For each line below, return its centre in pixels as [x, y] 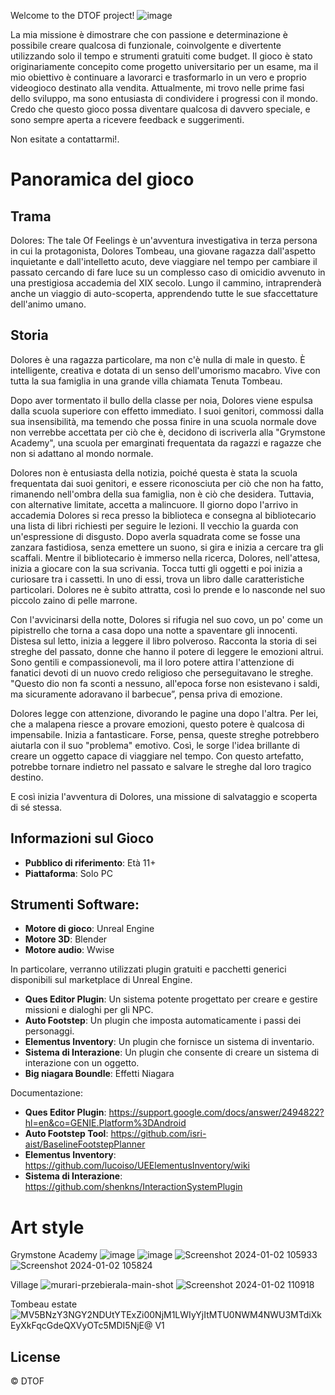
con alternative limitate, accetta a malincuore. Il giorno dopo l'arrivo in [154, 504]
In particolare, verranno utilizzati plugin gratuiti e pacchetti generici [148, 969]
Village [24, 1285]
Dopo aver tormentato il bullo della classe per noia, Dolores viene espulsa [161, 400]
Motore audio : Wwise [69, 950]
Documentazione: [46, 1093]
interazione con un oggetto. [82, 1063]
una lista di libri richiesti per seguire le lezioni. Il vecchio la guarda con [154, 526]
